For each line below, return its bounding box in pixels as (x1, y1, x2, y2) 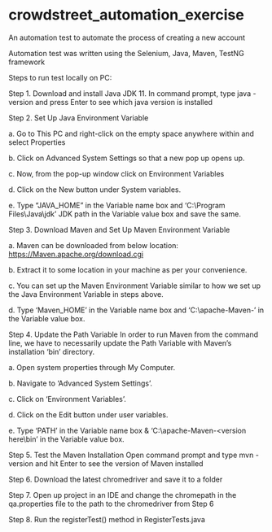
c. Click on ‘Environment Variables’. (8, 394, 126, 403)
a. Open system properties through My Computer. (8, 362, 176, 372)
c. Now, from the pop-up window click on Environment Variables (8, 168, 225, 178)
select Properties (8, 137, 66, 147)
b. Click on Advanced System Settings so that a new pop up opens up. (8, 153, 245, 163)
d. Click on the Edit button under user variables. (8, 409, 169, 420)
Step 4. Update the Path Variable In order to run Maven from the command (8, 329, 259, 339)
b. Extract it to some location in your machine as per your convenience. (8, 264, 248, 274)
